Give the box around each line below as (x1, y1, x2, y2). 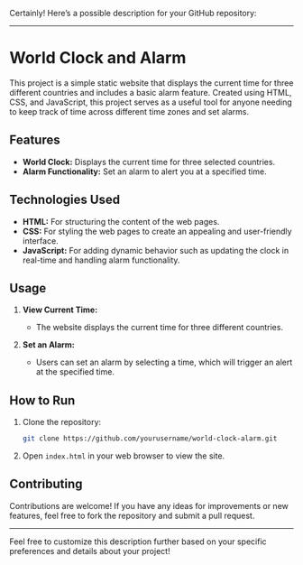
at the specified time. (35, 366, 115, 377)
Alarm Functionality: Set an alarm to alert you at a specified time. (22, 166, 268, 177)
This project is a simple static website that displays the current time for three (9, 77, 294, 88)
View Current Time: (22, 304, 98, 315)
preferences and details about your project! (9, 545, 170, 556)
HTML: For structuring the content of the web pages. (22, 216, 220, 227)
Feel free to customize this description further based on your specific (9, 536, 268, 547)
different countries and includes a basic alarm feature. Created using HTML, (9, 87, 292, 97)
